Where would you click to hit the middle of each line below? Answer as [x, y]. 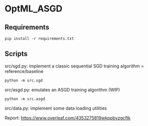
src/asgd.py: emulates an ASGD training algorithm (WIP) [62, 89]
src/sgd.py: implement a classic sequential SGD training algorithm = [74, 66]
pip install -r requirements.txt [39, 38]
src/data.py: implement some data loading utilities [56, 108]
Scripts [16, 54]
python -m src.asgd [25, 99]
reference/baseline [24, 71]
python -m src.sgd [24, 80]
